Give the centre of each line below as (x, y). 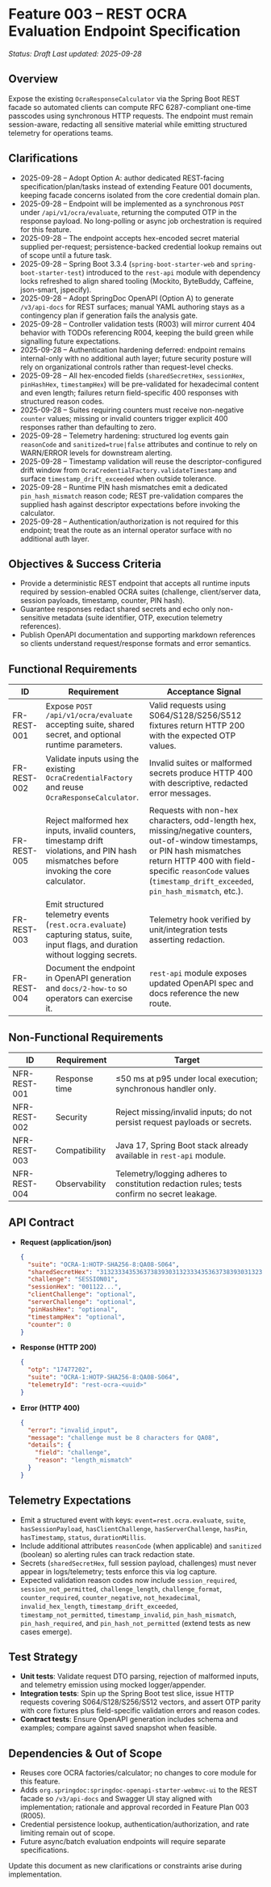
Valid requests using (188, 706)
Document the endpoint (90, 969)
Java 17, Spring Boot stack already (182, 1145)
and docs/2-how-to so (86, 989)
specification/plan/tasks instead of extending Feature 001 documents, (136, 186)
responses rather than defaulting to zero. (88, 427)
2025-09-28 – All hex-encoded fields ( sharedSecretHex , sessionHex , (132, 375)
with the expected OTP (192, 736)
